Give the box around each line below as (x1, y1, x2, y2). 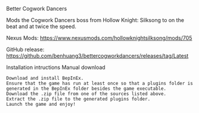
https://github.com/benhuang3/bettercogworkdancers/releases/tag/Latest (6, 52, 189, 59)
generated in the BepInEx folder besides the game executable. (6, 86, 167, 92)
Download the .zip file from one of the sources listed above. (6, 91, 167, 97)
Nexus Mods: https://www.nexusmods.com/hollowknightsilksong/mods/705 (6, 34, 192, 41)
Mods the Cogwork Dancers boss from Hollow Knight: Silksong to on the (6, 17, 185, 23)
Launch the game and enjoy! (6, 101, 76, 107)
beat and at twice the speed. (6, 23, 76, 30)
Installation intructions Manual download (6, 64, 105, 71)
